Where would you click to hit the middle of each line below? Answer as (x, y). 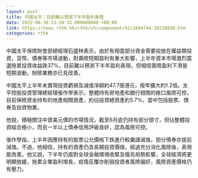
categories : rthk (27, 33)
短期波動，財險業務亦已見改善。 (45, 73)
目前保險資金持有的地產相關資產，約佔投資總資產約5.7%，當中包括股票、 (95, 100)
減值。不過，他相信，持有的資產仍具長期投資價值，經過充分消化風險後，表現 (99, 147)
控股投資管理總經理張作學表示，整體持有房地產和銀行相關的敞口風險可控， (101, 93)
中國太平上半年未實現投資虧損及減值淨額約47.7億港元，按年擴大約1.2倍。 (95, 85)
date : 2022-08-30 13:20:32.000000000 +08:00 (62, 22)
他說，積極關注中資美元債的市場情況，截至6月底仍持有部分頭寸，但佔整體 (95, 120)
